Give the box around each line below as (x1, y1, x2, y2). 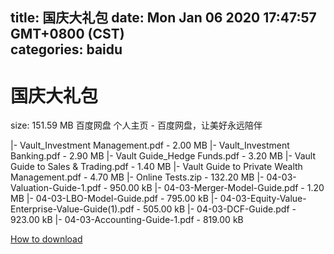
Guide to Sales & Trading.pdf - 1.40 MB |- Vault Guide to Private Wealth (10, 161, 303, 173)
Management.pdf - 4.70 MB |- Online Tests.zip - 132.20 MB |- (10, 171, 265, 183)
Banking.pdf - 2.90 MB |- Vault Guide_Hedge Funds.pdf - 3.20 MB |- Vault (10, 150, 317, 162)
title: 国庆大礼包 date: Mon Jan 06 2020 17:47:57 (10, 9, 317, 27)
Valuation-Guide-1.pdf (10, 182, 102, 194)
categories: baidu (10, 41, 123, 58)
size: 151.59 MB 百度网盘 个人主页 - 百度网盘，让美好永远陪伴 (10, 119, 263, 132)
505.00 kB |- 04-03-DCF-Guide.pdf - (142, 203, 297, 215)
